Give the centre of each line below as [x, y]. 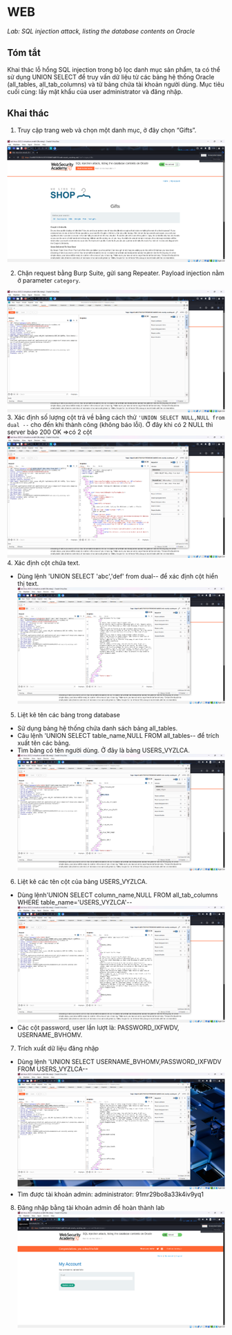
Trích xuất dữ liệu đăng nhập [58, 1048]
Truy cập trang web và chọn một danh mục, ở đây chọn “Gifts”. [107, 130]
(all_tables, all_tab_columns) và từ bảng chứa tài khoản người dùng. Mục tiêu [116, 84]
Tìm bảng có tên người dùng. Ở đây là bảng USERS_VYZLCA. [103, 750]
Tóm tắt [24, 53]
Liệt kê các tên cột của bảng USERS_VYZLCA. [82, 882]
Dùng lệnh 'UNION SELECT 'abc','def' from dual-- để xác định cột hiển [118, 576]
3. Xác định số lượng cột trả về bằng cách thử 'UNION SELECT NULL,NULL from [116, 417]
